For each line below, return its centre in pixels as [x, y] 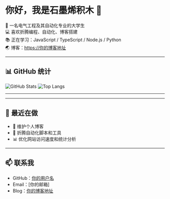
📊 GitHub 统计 [28, 72]
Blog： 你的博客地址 [33, 191]
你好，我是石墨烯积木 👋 [54, 10]
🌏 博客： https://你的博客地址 [36, 47]
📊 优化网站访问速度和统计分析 [44, 139]
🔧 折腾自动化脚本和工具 [37, 132]
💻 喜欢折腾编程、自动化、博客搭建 [41, 31]
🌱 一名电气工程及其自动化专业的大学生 [45, 25]
